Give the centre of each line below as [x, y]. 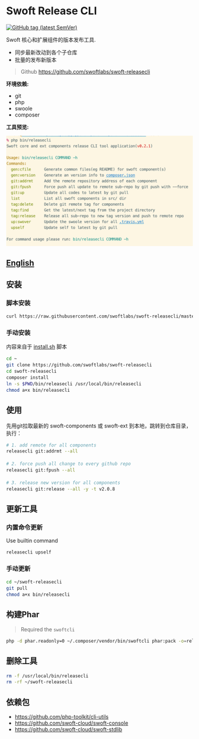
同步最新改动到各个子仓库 [46, 52]
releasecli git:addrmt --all [42, 451]
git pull [17, 589]
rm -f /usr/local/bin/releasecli [47, 676]
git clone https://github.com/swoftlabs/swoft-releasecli [79, 365]
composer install [28, 378]
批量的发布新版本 [36, 59]
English [20, 263]
